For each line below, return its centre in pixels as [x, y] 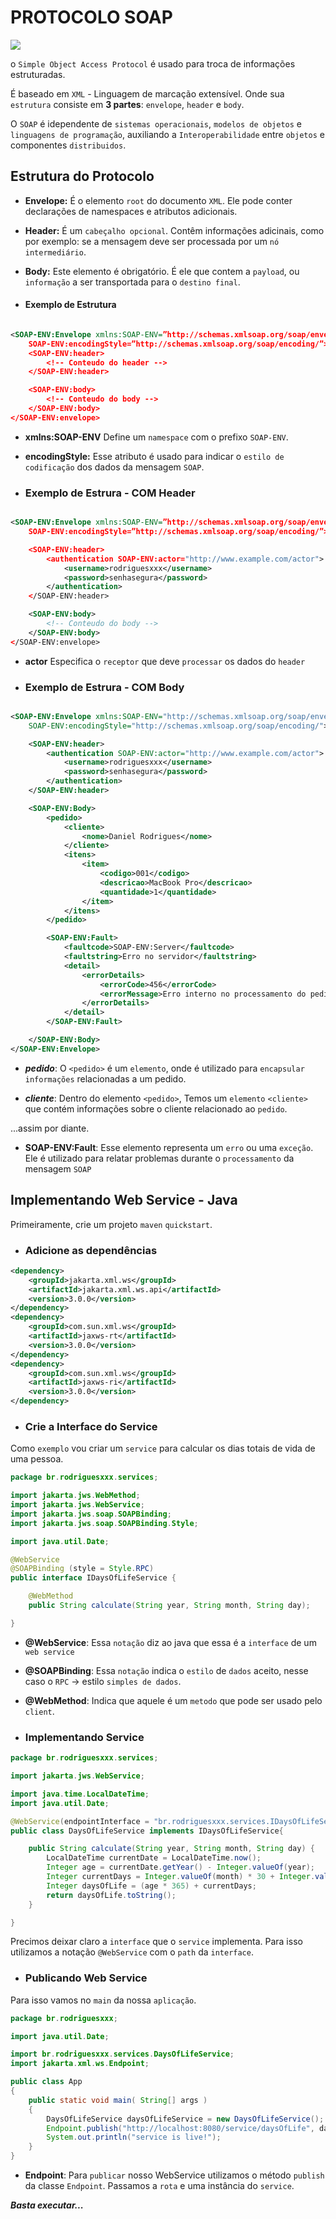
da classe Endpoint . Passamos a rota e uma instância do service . [159, 2186]
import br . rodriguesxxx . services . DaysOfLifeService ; [122, 2054]
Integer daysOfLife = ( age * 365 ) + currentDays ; [151, 1886]
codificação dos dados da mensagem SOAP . [114, 467]
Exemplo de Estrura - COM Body [104, 687]
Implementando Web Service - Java [124, 1200]
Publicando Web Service [86, 1978]
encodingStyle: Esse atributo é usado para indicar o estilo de [154, 456]
